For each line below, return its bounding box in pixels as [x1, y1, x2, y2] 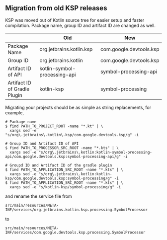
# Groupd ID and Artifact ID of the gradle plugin [5, 162, 112, 168]
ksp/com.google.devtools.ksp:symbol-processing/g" [5, 176, 112, 181]
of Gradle [7, 85, 30, 92]
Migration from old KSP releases [5, 4, 107, 12]
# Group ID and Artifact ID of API [5, 141, 79, 146]
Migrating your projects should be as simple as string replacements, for [5, 104, 152, 110]
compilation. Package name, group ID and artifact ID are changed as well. [5, 22, 156, 28]
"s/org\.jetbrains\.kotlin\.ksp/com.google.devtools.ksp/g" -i [5, 132, 139, 137]
